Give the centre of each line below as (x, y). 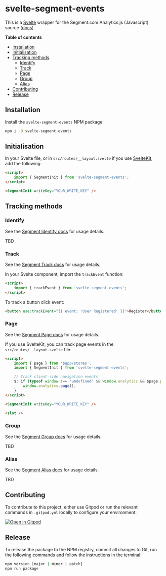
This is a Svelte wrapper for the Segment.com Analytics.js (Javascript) (77, 22)
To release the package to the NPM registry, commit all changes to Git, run (81, 549)
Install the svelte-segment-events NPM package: (54, 122)
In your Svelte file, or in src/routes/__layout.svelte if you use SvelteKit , (79, 158)
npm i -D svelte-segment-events (38, 131)
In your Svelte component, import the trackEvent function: (64, 274)
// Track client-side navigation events (56, 377)
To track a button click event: (35, 302)
